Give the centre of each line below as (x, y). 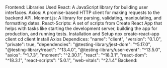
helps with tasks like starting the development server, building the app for (81, 28)
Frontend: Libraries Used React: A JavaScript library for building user (77, 7)
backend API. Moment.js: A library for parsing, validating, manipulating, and (83, 18)
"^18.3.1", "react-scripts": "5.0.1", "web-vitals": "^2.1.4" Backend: (71, 60)
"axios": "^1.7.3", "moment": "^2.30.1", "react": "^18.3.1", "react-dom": (76, 55)
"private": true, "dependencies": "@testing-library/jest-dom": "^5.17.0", (78, 44)
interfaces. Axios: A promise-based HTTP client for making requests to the (82, 12)
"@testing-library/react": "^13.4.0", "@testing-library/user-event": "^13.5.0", (83, 50)
